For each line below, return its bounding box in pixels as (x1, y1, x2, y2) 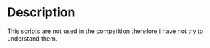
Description (7, 5, 75, 20)
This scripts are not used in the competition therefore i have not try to (7, 27, 204, 35)
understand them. (7, 34, 58, 42)
